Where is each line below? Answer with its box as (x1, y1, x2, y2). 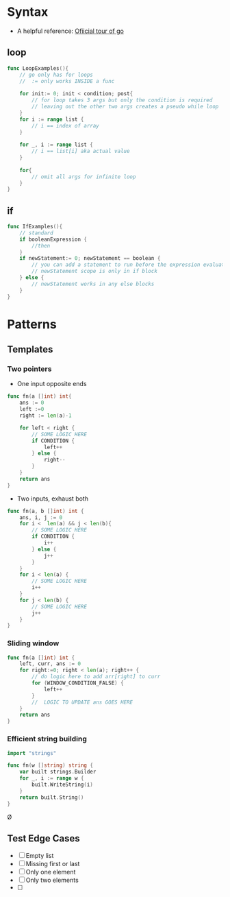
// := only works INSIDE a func (19, 77, 115, 84)
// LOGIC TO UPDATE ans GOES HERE (31, 699, 133, 706)
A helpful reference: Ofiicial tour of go (16, 27, 125, 35)
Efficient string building (7, 734, 88, 744)
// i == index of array (31, 122, 99, 129)
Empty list (25, 852, 54, 860)
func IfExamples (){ (7, 224, 63, 230)
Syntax (7, 4, 49, 20)
